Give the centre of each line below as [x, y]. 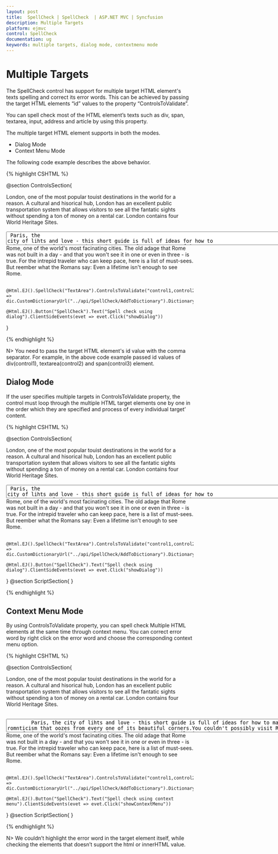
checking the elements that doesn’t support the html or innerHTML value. [96, 844]
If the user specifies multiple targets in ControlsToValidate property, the [93, 396]
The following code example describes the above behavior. [78, 162]
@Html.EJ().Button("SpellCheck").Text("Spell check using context [90, 799]
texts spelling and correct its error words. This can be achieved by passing [97, 97]
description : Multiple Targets [45, 23]
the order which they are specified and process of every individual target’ [96, 409]
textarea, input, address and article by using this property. [77, 121]
